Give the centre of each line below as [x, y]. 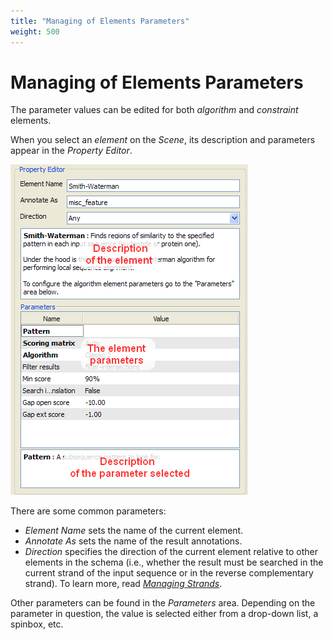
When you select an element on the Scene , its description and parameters [163, 140]
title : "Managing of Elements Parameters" [100, 21]
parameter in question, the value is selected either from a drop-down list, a [164, 614]
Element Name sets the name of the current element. [134, 531]
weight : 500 [35, 31]
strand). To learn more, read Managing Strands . [123, 584]
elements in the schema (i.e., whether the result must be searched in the [174, 562]
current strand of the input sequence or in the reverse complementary [169, 573]
